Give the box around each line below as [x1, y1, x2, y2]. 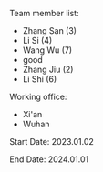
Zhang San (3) [22, 25, 77, 35]
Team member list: [9, 8, 79, 18]
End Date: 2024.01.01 [9, 154, 89, 165]
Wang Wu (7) [22, 45, 73, 56]
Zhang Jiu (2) [22, 64, 74, 75]
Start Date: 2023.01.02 [9, 137, 94, 147]
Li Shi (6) [22, 74, 57, 85]
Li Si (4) [22, 35, 53, 46]
